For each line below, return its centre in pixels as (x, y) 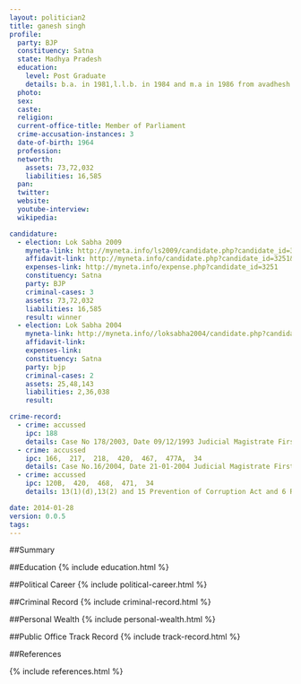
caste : (30, 109)
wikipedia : (38, 217)
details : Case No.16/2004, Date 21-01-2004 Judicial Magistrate (148, 467)
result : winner (54, 317)
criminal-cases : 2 (60, 376)
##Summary (32, 550)
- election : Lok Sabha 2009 (70, 242)
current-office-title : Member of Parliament (102, 126)
